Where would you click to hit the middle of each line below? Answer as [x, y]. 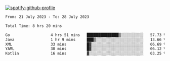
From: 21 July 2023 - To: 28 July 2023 [47, 17]
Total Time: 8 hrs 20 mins [34, 26]
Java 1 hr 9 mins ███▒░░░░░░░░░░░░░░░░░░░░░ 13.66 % [86, 39]
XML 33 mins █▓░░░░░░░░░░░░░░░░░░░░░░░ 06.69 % [86, 44]
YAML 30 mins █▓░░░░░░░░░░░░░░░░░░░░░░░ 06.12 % [86, 49]
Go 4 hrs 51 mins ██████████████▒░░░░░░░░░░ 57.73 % [86, 35]
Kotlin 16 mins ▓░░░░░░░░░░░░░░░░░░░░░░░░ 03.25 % [86, 53]
